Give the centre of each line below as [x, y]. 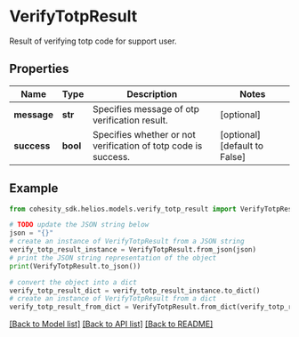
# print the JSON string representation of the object [113, 258]
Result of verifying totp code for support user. [93, 41]
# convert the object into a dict [73, 282]
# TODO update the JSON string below [79, 225]
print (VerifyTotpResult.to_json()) [75, 266]
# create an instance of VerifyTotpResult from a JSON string [127, 242]
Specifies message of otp [146, 108]
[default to [242, 146]
